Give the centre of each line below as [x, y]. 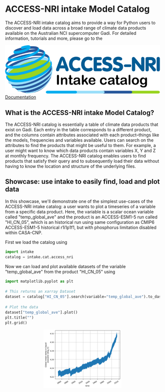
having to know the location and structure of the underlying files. [71, 166]
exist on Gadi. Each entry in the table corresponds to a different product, [78, 129]
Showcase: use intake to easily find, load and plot [82, 182]
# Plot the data [22, 307]
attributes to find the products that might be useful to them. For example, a [81, 145]
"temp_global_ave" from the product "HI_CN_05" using [60, 271]
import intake [20, 252]
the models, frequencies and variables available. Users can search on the [79, 140]
